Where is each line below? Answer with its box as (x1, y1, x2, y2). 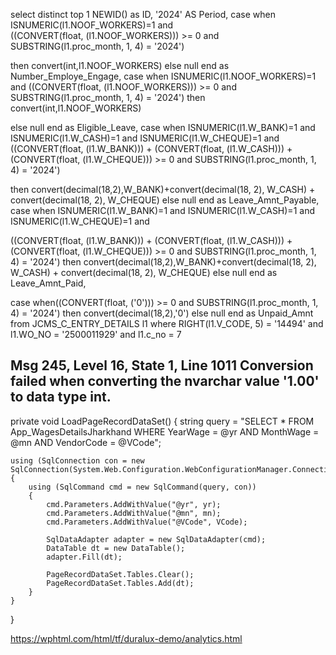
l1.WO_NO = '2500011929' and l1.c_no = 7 (10, 329, 182, 340)
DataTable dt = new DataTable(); (46, 543, 186, 553)
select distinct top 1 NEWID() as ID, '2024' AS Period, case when (10, 9, 276, 20)
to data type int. (10, 389, 112, 406)
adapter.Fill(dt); (46, 552, 123, 562)
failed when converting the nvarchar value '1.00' (10, 373, 320, 390)
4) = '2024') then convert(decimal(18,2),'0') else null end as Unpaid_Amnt (10, 307, 314, 319)
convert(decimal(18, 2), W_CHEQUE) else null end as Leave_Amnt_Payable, (10, 194, 320, 206)
